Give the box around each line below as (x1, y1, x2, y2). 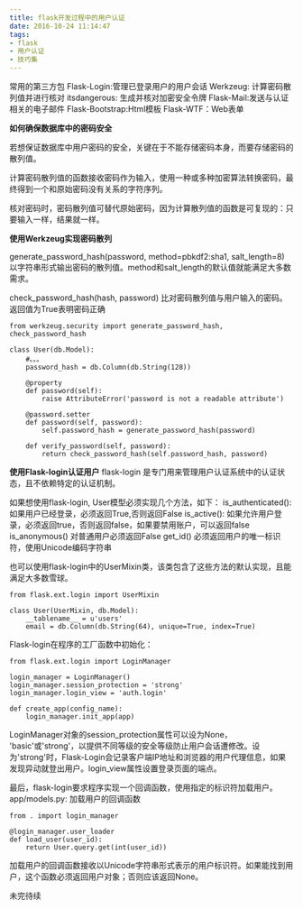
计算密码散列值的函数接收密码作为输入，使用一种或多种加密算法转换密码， (9, 172, 286, 183)
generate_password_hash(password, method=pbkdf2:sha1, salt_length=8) (9, 252, 286, 262)
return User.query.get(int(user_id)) (25, 843, 168, 852)
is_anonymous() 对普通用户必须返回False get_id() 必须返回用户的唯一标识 (9, 531, 281, 541)
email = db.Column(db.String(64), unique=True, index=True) (25, 622, 256, 631)
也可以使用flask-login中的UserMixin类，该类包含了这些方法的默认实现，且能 (9, 561, 292, 572)
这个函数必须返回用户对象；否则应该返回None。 (24, 871, 204, 882)
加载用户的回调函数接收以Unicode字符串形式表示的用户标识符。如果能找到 (9, 860, 286, 870)
